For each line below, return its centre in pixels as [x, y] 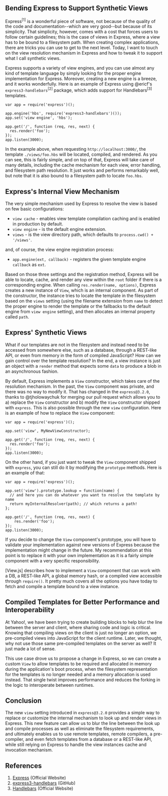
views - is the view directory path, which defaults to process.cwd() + [83, 234]
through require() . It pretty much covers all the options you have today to [81, 581]
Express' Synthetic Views [46, 333]
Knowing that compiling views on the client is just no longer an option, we [81, 633]
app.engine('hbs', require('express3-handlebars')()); [63, 114]
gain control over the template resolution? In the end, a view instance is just [83, 361]
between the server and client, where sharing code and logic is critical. [78, 627]
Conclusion [23, 701]
